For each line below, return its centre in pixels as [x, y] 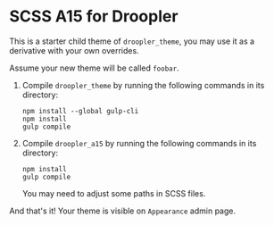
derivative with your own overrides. [75, 50]
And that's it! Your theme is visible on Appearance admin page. [123, 211]
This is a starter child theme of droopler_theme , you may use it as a [132, 41]
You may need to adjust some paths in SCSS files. [114, 193]
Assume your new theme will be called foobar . [95, 68]
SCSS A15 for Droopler [94, 17]
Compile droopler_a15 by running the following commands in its [139, 143]
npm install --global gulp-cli [80, 111]
